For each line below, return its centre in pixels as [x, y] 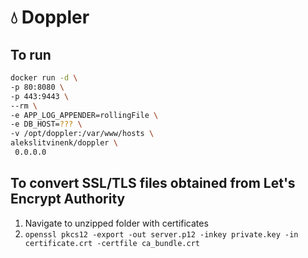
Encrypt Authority [68, 199]
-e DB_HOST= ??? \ [46, 124]
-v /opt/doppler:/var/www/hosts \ [82, 134]
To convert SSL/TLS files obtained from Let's [153, 183]
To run [31, 54]
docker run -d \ [44, 78]
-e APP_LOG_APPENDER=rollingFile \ [84, 115]
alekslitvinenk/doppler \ [64, 143]
